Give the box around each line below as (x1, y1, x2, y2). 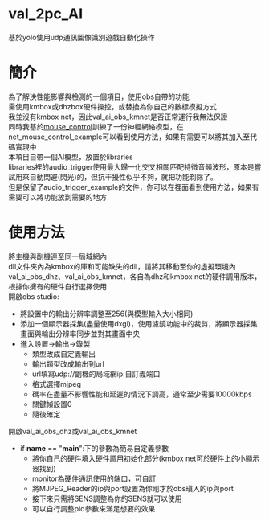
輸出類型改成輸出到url (31, 359, 104, 368)
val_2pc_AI (8, 5, 84, 23)
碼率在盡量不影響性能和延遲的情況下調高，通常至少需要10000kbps (31, 389, 252, 399)
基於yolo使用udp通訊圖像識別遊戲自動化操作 (8, 32, 155, 42)
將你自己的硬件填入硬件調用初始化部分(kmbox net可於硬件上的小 (31, 453, 246, 463)
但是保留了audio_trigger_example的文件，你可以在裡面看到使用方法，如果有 (8, 182, 259, 191)
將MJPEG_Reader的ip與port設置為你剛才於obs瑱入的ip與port (31, 483, 234, 493)
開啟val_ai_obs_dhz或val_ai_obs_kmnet (8, 426, 137, 436)
